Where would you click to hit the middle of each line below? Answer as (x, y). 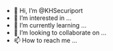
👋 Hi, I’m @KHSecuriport (48, 11)
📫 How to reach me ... (45, 40)
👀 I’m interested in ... (42, 18)
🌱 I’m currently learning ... (50, 25)
